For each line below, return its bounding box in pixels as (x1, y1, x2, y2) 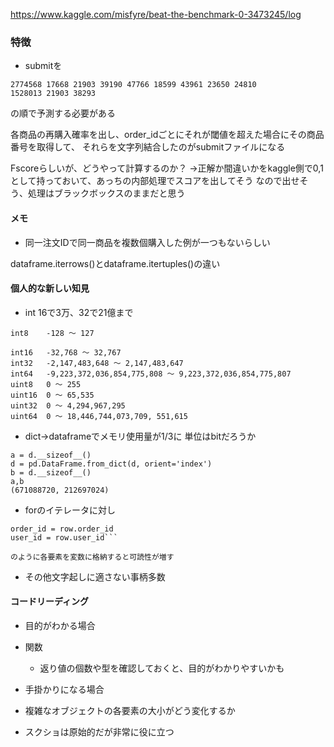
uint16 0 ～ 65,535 (10, 390, 95, 400)
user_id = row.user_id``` (10, 532, 118, 543)
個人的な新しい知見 (10, 282, 90, 294)
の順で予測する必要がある (10, 107, 116, 119)
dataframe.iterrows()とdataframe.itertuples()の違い (10, 257, 221, 269)
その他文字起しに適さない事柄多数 (24, 570, 166, 583)
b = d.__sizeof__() (10, 467, 92, 478)
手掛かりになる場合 (24, 683, 105, 695)
